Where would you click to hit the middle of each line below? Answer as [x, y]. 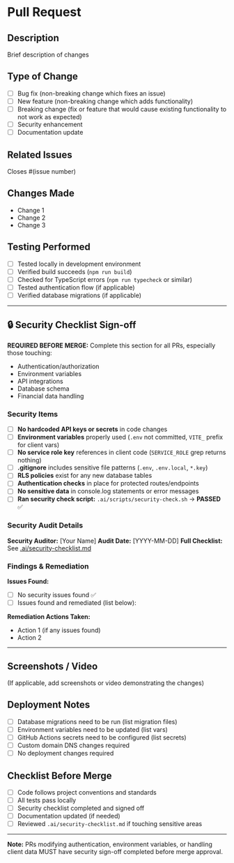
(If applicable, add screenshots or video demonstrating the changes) [106, 683]
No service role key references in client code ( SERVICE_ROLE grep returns [122, 452]
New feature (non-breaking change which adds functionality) [105, 101]
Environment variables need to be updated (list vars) [93, 729]
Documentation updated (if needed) [69, 816]
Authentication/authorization [58, 366]
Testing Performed [49, 247]
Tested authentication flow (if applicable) [76, 287]
